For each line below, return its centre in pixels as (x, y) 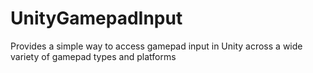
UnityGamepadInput (96, 18)
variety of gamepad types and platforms (93, 56)
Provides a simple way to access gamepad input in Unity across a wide (156, 46)
